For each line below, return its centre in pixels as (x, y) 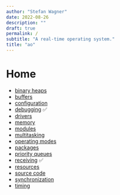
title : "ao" (21, 45)
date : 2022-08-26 (27, 17)
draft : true (21, 28)
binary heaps (31, 90)
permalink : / (22, 34)
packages (27, 147)
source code (30, 173)
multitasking (30, 135)
